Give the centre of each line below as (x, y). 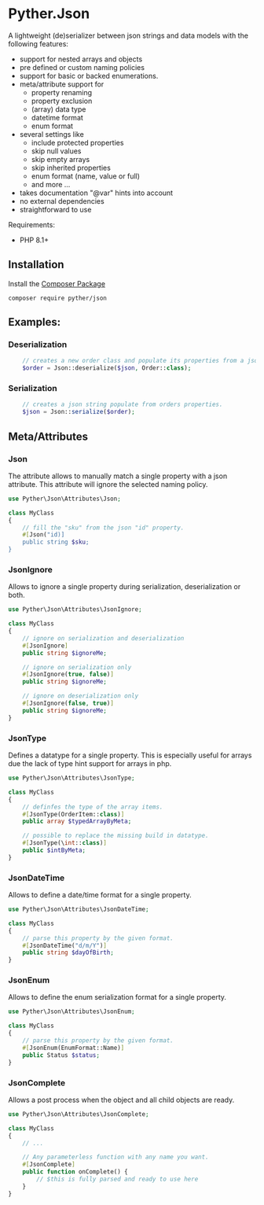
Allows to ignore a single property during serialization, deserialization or (125, 587)
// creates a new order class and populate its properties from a (133, 361)
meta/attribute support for (62, 84)
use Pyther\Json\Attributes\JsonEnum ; (71, 1012)
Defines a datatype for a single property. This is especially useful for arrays (130, 755)
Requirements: (31, 224)
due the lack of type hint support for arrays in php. (90, 764)
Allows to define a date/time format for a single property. (100, 895)
